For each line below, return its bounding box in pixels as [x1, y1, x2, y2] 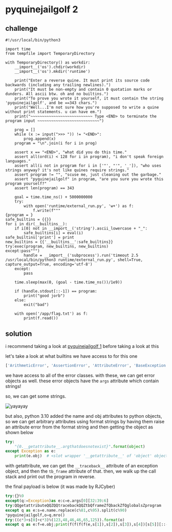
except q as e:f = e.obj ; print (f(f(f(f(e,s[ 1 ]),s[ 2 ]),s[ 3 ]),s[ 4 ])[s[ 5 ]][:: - [5, 522, 168, 527]
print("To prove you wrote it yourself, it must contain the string [14, 96, 164, 101]
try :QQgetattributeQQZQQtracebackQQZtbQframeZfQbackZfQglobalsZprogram [5, 503, 161, 508]
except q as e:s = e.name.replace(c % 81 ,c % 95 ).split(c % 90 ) [5, 507, 127, 513]
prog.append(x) [24, 136, 56, 141]
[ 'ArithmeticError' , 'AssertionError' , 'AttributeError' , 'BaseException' [5, 363, 168, 368]
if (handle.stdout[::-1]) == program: [14, 289, 97, 294]
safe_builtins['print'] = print [5, 235, 74, 240]
